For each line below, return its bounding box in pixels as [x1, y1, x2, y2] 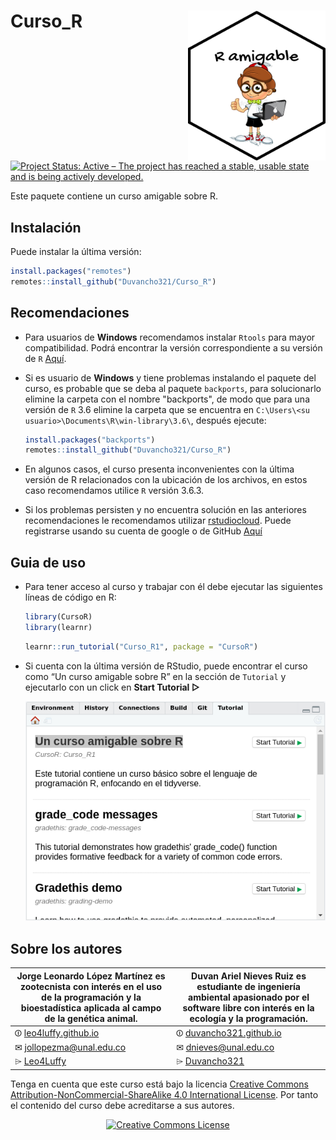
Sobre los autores [10, 940, 123, 957]
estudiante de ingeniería [196, 980, 301, 992]
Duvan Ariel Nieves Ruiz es [191, 970, 307, 982]
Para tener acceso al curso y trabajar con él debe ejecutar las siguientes [24, 581, 323, 593]
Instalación [10, 219, 82, 236]
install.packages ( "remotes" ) [10, 266, 132, 276]
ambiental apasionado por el [188, 991, 310, 1003]
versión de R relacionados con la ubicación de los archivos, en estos [24, 474, 308, 486]
